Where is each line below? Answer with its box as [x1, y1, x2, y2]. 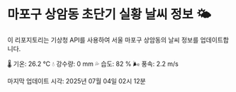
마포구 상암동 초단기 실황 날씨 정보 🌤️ [7, 6, 211, 23]
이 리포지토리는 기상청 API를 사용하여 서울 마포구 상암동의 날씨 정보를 [7, 35, 199, 44]
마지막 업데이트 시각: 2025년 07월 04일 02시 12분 [7, 76, 147, 85]
